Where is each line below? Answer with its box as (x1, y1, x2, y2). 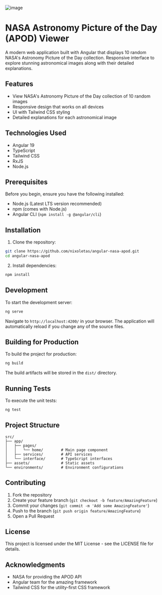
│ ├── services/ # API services (5, 451, 93, 457)
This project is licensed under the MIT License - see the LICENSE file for (5, 540, 154, 547)
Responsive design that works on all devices (12, 103, 104, 109)
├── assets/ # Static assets (5, 460, 95, 465)
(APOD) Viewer (5, 33, 69, 44)
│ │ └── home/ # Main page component (5, 447, 108, 452)
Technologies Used (5, 129, 66, 137)
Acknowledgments (5, 560, 66, 569)
